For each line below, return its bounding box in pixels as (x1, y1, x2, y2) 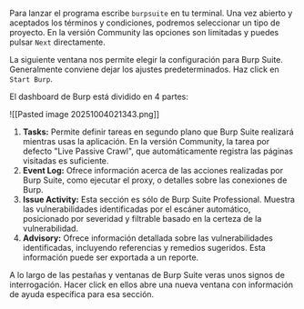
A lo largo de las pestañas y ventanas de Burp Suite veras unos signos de (9, 270, 285, 280)
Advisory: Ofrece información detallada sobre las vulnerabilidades (22, 233, 273, 244)
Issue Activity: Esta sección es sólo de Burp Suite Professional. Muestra (22, 194, 296, 204)
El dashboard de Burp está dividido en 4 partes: (9, 91, 188, 102)
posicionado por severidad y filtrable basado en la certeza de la (22, 214, 262, 224)
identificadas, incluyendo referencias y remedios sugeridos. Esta (22, 243, 266, 253)
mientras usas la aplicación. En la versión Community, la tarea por (22, 136, 270, 146)
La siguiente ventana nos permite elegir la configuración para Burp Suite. (9, 55, 284, 65)
